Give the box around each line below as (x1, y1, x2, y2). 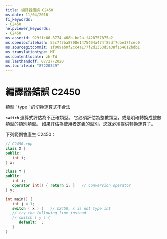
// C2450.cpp (5, 141, 33, 147)
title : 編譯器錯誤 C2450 (5, 7, 54, 13)
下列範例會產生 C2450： (5, 131, 56, 138)
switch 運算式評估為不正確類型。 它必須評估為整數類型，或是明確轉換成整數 (5, 115, 162, 121)
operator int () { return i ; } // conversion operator (12, 183, 131, 188)
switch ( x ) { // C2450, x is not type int (12, 206, 111, 211)
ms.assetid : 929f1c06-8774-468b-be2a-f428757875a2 (5, 36, 113, 41)
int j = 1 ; (12, 201, 35, 206)
